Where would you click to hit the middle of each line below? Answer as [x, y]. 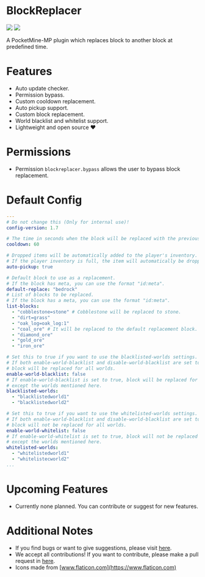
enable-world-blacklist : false [46, 374]
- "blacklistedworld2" [41, 403]
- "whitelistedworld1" [41, 454]
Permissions [39, 152]
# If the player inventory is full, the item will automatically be [95, 261]
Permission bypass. [40, 95]
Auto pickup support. [42, 108]
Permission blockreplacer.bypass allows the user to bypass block [98, 169]
